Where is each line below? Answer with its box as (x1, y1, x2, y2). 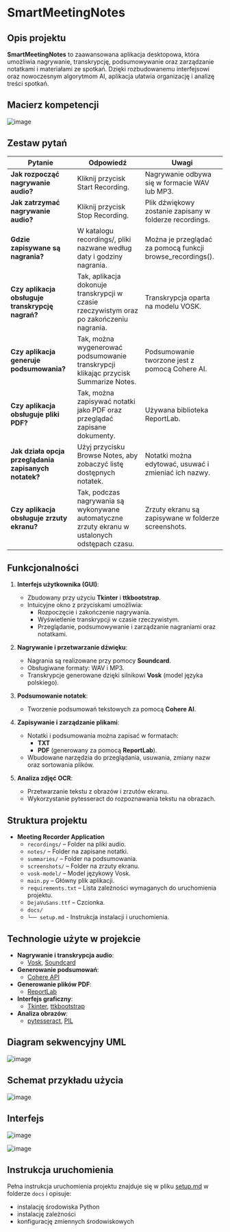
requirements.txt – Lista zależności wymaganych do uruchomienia (27, 884, 217, 892)
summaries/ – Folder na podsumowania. (27, 855, 138, 863)
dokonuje (77, 280, 107, 289)
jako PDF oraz (77, 405, 122, 414)
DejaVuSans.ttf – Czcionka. (27, 899, 105, 907)
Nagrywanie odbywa (144, 169, 212, 179)
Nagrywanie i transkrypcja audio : (16, 951, 114, 960)
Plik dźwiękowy (144, 198, 195, 207)
